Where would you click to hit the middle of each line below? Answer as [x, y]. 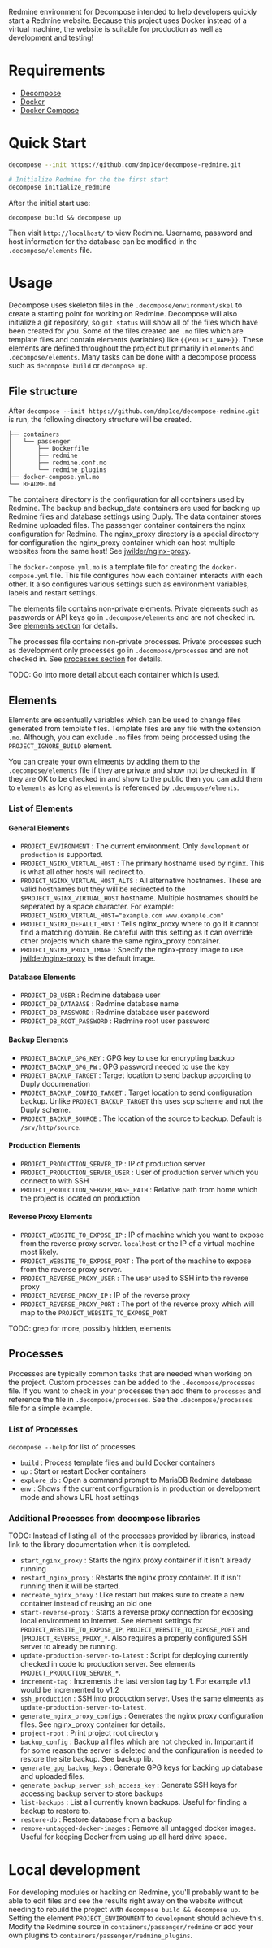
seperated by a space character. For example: [97, 907]
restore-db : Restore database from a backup [96, 1819]
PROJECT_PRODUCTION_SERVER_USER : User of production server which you [139, 1172]
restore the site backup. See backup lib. [87, 1759]
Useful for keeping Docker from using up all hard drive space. [123, 1837]
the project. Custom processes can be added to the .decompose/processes [132, 1382]
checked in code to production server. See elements [108, 1664]
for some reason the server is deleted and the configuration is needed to [142, 1750]
